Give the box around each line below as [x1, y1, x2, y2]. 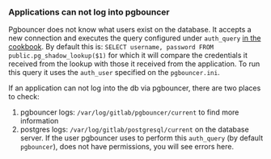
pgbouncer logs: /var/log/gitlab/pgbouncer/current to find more [19, 107, 239, 117]
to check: [8, 92, 40, 102]
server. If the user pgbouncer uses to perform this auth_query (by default [19, 133, 264, 143]
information [19, 116, 59, 126]
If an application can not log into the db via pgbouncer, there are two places [8, 83, 261, 93]
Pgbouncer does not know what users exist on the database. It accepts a [8, 25, 252, 35]
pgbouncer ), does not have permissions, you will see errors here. [19, 142, 235, 152]
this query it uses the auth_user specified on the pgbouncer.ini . [8, 68, 220, 77]
